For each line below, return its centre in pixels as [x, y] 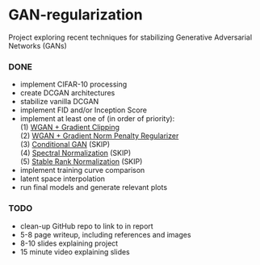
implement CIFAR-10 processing [73, 84]
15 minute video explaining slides [75, 251]
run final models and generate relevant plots [94, 187]
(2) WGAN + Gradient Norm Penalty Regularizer [99, 136]
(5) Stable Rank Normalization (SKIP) [81, 162]
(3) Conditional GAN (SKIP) [65, 145]
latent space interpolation [63, 179]
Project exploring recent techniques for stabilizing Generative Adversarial [130, 37]
